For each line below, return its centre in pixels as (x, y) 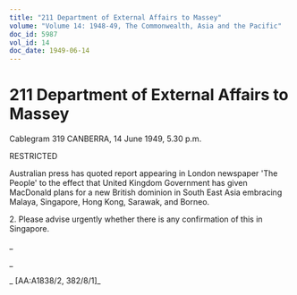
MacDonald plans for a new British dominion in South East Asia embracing (146, 192)
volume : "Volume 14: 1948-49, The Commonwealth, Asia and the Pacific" (145, 26)
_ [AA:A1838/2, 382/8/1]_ (55, 281)
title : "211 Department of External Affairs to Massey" (115, 17)
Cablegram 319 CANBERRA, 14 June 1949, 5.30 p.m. (106, 139)
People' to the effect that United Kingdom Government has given (128, 183)
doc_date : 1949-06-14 (50, 51)
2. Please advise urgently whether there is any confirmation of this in (136, 219)
